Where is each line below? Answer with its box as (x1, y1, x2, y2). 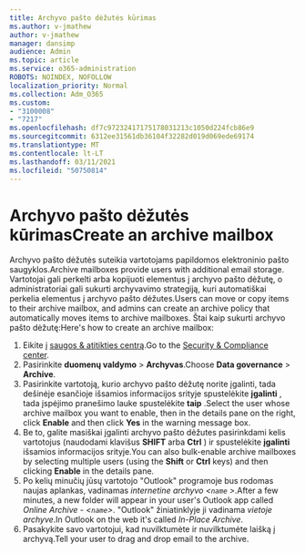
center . (22, 350, 50, 361)
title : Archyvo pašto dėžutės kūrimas (9, 13, 157, 23)
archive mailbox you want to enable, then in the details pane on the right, (22, 407, 296, 419)
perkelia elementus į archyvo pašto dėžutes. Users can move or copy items (9, 293, 290, 304)
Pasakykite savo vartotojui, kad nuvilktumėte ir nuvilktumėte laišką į (22, 524, 276, 535)
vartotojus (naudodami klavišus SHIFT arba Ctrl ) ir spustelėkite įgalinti (22, 436, 290, 447)
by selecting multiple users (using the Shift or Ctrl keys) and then (22, 456, 269, 467)
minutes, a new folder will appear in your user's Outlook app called (22, 495, 274, 506)
